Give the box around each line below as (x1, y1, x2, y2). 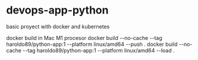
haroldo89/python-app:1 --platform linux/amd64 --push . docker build (6, 41, 178, 48)
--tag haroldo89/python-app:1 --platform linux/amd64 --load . (23, 46, 175, 54)
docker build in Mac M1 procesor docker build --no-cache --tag (6, 34, 162, 41)
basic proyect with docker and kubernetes (6, 23, 110, 30)
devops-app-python (6, 4, 109, 17)
